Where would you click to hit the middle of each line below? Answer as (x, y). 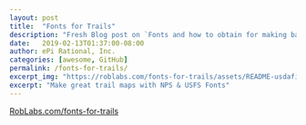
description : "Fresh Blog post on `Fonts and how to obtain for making (148, 34)
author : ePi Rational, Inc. (63, 52)
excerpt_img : (34, 77)
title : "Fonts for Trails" (63, 26)
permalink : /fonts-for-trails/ (69, 69)
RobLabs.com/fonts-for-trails (64, 111)
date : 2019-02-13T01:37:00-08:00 (77, 43)
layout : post (34, 18)
